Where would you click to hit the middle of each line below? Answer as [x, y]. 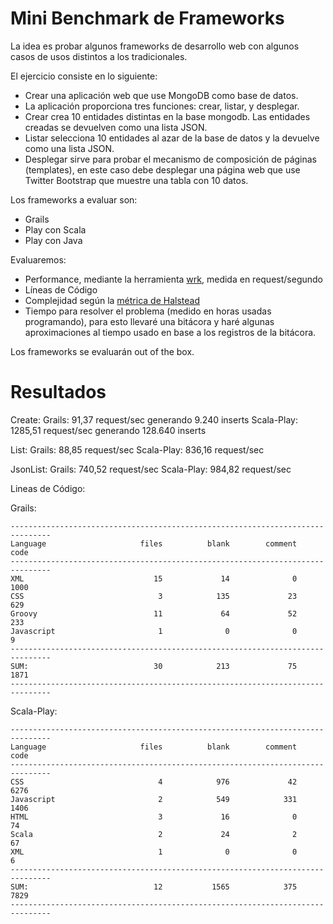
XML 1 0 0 [154, 852]
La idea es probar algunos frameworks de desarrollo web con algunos [155, 46]
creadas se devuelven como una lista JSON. [116, 127]
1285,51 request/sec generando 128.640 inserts [108, 430]
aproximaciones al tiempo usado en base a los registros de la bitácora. [170, 332]
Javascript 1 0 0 [154, 631]
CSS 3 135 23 [154, 596]
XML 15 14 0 [154, 578]
